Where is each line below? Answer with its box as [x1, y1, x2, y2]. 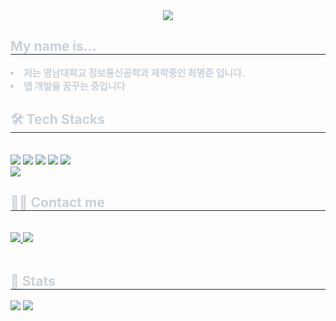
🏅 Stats [10, 272, 56, 289]
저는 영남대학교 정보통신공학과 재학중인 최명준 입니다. [23, 66, 245, 79]
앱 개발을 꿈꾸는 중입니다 [23, 79, 126, 93]
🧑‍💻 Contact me [10, 194, 105, 211]
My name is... [10, 38, 97, 55]
